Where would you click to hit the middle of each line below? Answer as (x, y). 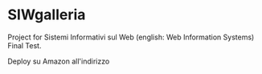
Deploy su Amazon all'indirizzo (59, 61)
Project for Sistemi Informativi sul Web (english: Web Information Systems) (131, 37)
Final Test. (25, 45)
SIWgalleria (47, 15)
